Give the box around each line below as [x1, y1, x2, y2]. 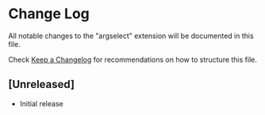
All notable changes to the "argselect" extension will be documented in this [8, 31, 254, 40]
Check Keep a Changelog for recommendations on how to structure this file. [8, 55, 258, 64]
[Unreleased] [8, 78, 75, 91]
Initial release [19, 98, 63, 108]
